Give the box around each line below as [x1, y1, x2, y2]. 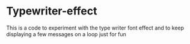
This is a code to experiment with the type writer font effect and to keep [6, 24, 185, 31]
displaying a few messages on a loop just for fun [6, 30, 126, 37]
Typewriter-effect [6, 4, 97, 18]
